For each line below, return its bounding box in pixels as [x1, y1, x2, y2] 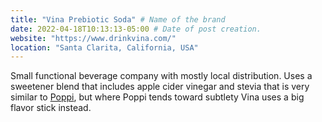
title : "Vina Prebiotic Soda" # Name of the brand [10, 14, 226, 25]
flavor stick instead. [10, 102, 92, 114]
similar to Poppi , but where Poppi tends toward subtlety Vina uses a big [10, 91, 305, 103]
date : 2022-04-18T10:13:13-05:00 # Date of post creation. [10, 24, 262, 34]
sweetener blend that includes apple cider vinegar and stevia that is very [10, 81, 310, 93]
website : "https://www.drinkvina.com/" [10, 33, 177, 43]
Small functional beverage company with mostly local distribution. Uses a [10, 70, 313, 82]
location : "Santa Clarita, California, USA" [10, 42, 199, 53]
